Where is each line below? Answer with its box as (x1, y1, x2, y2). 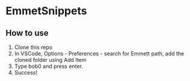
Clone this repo (14, 43, 52, 51)
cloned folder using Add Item (14, 57, 87, 63)
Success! (14, 69, 38, 76)
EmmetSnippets (5, 4, 88, 18)
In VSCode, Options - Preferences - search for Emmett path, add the (14, 50, 185, 57)
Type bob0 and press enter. (14, 63, 84, 70)
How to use (5, 28, 49, 38)
